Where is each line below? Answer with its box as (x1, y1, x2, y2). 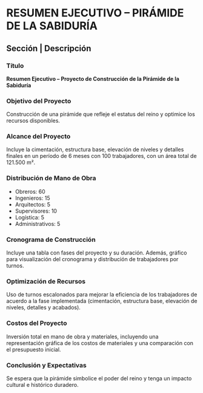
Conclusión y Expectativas (6, 361, 87, 369)
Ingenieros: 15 (15, 194, 50, 202)
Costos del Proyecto (6, 319, 67, 327)
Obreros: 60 (15, 188, 45, 195)
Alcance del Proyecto (6, 132, 71, 141)
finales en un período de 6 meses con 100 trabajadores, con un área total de (6, 152, 197, 160)
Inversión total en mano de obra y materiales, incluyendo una (6, 333, 159, 340)
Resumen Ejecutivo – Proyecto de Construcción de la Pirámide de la (6, 75, 180, 82)
